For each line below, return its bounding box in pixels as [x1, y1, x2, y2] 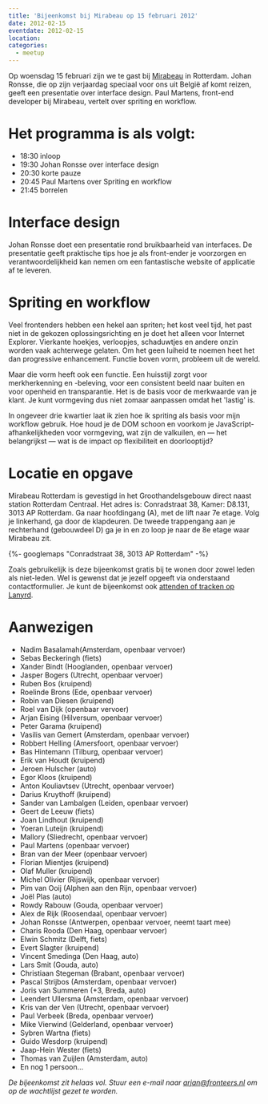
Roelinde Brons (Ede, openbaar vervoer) [19, 687, 154, 697]
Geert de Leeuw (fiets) [19, 807, 94, 816]
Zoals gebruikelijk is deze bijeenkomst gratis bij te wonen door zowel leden [8, 564, 255, 574]
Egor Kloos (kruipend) [19, 772, 93, 782]
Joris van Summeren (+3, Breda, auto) [19, 985, 146, 995]
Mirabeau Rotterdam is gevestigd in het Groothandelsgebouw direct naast [8, 491, 252, 500]
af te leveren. [8, 265, 52, 275]
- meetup [15, 49, 45, 57]
